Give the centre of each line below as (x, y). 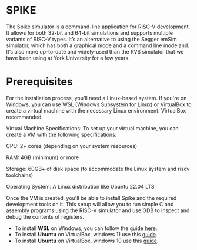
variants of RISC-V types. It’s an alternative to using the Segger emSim (92, 39)
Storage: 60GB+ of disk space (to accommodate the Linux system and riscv (98, 169)
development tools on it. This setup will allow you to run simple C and (90, 204)
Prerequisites (40, 82)
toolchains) (20, 175)
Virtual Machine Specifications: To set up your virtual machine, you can (92, 128)
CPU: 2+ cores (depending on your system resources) (72, 146)
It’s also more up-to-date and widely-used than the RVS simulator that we (95, 51)
